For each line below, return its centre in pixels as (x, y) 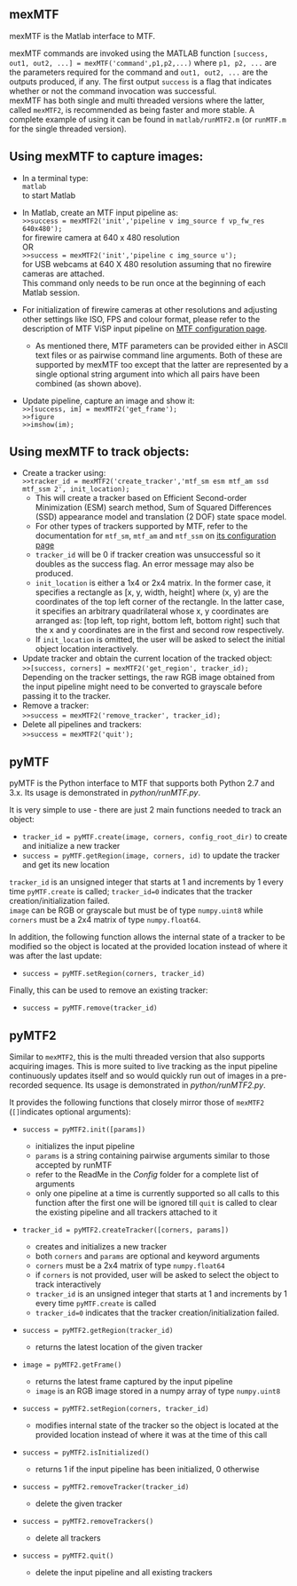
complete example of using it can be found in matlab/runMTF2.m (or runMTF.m (148, 119)
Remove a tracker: (55, 706)
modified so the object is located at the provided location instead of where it (148, 947)
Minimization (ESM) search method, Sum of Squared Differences (153, 508)
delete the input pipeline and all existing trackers (124, 1573)
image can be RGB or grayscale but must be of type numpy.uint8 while (136, 910)
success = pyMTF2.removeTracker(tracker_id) (106, 1487)
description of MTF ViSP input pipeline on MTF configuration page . (145, 329)
